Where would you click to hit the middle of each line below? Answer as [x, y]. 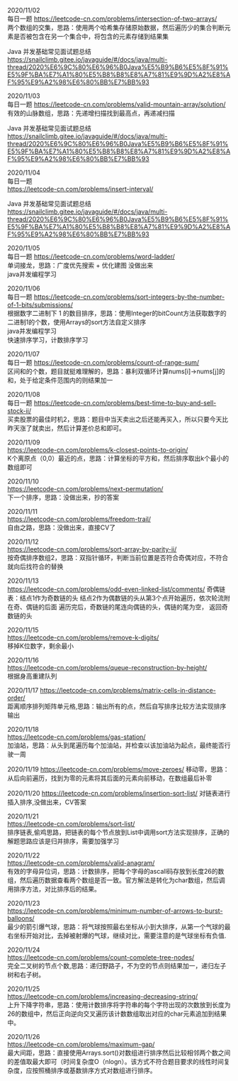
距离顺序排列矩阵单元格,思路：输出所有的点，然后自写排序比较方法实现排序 [117, 706]
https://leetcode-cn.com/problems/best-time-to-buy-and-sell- [125, 403]
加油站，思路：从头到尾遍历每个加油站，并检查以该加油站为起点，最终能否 [116, 745]
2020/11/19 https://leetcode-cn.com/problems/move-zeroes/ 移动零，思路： [118, 769]
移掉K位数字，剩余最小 [41, 646]
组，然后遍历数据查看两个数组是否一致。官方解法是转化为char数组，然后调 [116, 880]
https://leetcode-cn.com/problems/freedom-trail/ [79, 519]
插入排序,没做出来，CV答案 [47, 802]
